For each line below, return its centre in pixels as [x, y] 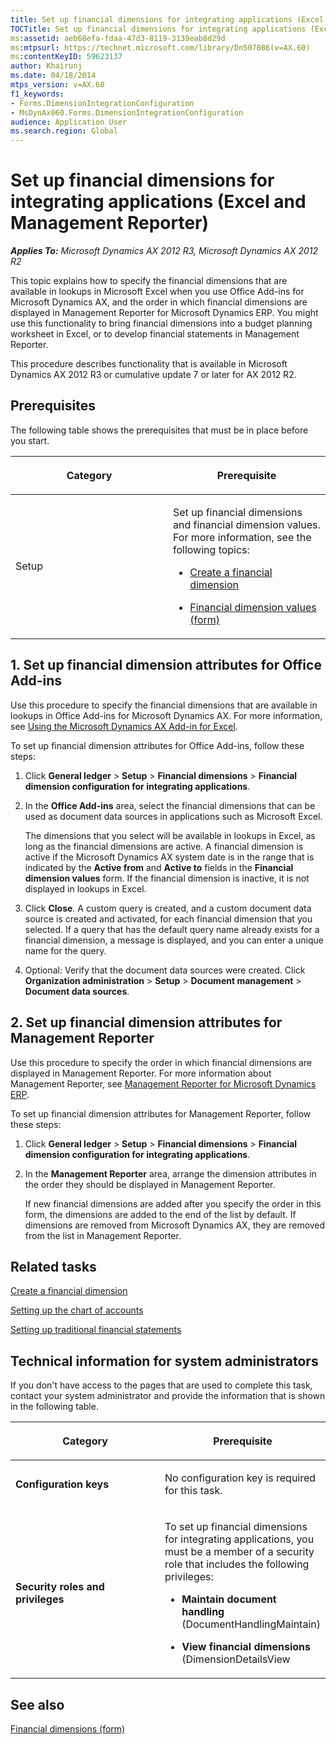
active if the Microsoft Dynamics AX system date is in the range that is [169, 857]
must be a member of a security [239, 1552]
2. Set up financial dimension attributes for [146, 1022]
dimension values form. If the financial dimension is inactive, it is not [167, 878]
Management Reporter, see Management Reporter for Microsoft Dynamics [163, 1083]
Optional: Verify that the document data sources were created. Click [165, 970]
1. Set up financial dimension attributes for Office [166, 665]
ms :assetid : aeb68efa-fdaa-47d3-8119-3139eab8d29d [118, 38]
